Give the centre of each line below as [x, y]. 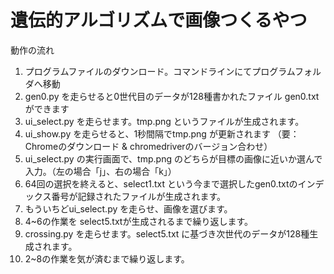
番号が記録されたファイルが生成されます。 [138, 196]
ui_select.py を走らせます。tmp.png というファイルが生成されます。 [164, 121]
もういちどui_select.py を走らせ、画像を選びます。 [128, 208]
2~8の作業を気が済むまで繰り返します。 [107, 258]
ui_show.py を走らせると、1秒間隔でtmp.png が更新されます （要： [162, 133]
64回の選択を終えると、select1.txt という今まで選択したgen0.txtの [161, 183]
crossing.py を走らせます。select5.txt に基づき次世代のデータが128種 [167, 233]
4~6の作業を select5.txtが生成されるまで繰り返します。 [139, 221]
